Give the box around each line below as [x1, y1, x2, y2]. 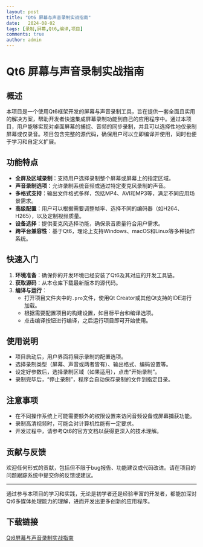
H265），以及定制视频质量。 [14, 212, 85, 219]
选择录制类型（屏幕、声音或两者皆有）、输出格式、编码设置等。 [14, 360, 172, 368]
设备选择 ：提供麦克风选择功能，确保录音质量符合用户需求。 [14, 220, 164, 227]
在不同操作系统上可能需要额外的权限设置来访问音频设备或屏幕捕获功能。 [14, 412, 195, 420]
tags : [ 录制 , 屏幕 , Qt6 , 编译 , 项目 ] [6, 25, 83, 32]
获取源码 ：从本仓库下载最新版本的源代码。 [14, 279, 121, 286]
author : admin [6, 37, 42, 43]
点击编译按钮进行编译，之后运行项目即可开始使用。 [24, 316, 152, 324]
